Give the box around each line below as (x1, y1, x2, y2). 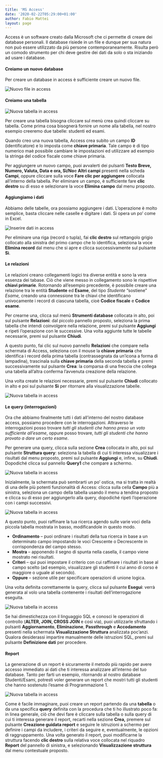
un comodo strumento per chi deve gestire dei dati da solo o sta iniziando (5, 50, 153, 56)
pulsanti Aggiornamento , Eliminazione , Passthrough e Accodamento (5, 624, 146, 630)
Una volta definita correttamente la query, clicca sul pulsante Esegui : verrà (5, 584, 155, 590)
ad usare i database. (5, 55, 46, 61)
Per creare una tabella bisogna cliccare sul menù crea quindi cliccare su (5, 117, 150, 123)
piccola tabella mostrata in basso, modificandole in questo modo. (5, 524, 136, 530)
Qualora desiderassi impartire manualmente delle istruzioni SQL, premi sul (5, 634, 153, 640)
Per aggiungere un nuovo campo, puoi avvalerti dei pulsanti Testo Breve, (5, 162, 152, 168)
